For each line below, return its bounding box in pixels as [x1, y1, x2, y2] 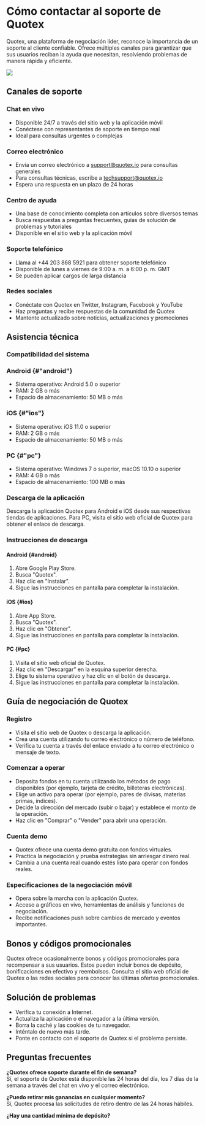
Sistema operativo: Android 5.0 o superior [15, 380, 121, 388]
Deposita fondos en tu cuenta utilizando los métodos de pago [15, 777, 171, 785]
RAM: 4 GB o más [15, 472, 60, 479]
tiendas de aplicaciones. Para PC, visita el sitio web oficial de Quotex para [6, 514, 193, 521]
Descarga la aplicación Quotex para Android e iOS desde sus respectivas [6, 507, 191, 515]
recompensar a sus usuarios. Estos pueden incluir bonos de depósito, [6, 961, 182, 969]
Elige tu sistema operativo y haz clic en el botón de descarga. [15, 672, 170, 679]
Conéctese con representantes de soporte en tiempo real [15, 125, 160, 132]
